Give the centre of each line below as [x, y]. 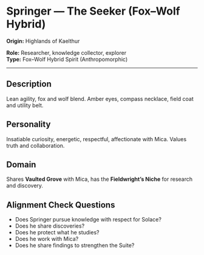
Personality [29, 124]
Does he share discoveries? [50, 226]
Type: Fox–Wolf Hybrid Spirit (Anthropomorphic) [67, 59]
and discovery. [25, 186]
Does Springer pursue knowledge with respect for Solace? [88, 220]
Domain [21, 165]
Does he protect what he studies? [57, 232]
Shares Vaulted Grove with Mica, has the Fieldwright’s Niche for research [100, 179]
